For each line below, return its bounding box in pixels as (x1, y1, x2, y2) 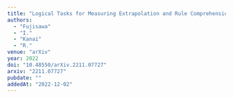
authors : (7, 17, 33, 23)
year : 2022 (7, 55, 39, 62)
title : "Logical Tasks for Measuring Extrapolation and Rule (7, 10, 188, 17)
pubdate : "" (7, 74, 42, 81)
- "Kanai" (13, 36, 42, 43)
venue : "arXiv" (7, 49, 51, 56)
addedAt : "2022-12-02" (7, 81, 73, 88)
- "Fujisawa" (13, 23, 51, 30)
